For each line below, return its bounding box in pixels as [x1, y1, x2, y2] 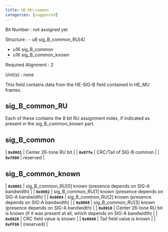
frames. [5, 87, 22, 93]
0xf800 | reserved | [5, 155, 45, 161]
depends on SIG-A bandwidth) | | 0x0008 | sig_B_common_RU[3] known [5, 199, 155, 205]
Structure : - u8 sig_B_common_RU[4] [5, 36, 85, 43]
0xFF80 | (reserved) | [5, 221, 48, 227]
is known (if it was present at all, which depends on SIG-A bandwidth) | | [5, 210, 158, 216]
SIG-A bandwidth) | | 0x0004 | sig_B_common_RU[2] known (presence [5, 194, 152, 200]
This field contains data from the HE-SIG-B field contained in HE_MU [5, 81, 150, 88]
